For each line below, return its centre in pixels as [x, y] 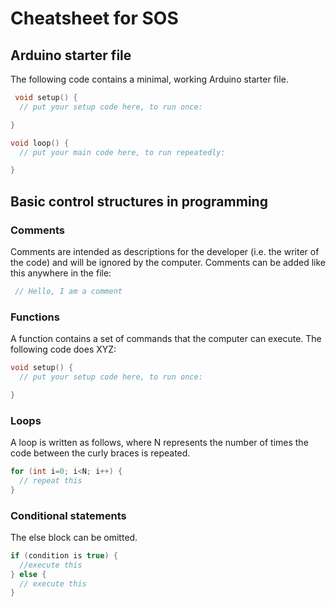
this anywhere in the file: [61, 273]
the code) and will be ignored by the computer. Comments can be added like [168, 262]
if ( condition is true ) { [64, 555]
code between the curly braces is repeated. [100, 453]
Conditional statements [68, 515]
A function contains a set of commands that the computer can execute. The [166, 339]
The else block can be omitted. [74, 537]
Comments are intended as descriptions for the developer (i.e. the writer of [165, 251]
